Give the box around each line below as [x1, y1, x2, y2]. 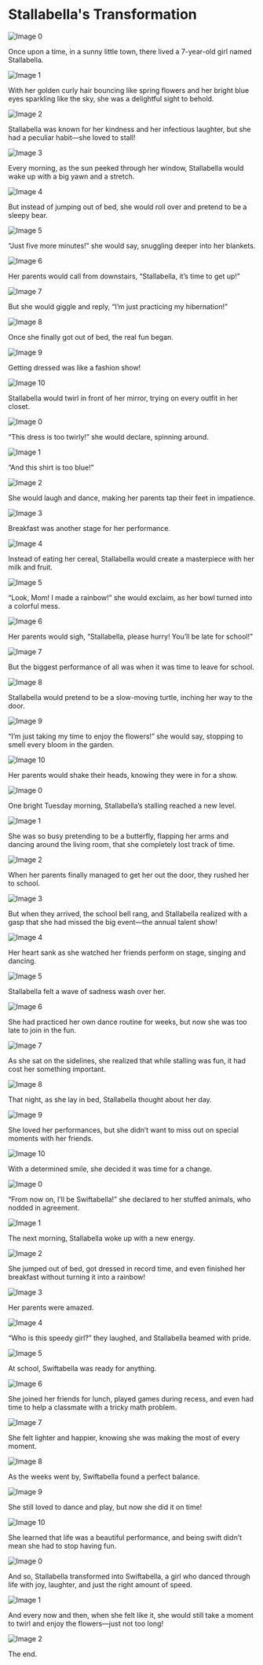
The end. [8, 1649, 38, 1659]
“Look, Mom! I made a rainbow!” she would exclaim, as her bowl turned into [8, 592, 253, 602]
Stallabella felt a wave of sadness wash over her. [8, 986, 166, 996]
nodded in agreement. [8, 1203, 80, 1212]
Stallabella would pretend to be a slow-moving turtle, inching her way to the [8, 692, 253, 702]
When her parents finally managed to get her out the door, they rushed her [8, 870, 250, 879]
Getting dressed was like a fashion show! [8, 363, 141, 372]
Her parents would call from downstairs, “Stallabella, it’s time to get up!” [8, 271, 241, 281]
